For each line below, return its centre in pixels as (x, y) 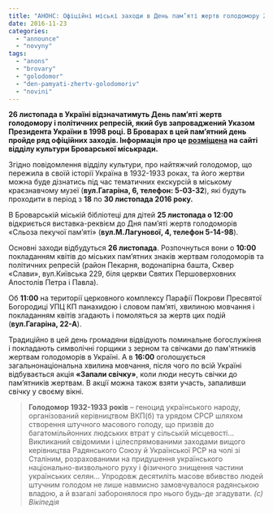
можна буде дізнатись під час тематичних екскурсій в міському (120, 182)
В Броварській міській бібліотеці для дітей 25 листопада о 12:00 (121, 215)
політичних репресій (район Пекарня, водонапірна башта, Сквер (121, 266)
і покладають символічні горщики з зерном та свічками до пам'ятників (132, 348)
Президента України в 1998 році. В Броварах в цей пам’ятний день (128, 132)
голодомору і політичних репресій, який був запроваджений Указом (132, 123)
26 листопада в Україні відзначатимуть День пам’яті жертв (115, 114)
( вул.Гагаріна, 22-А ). (45, 324)
